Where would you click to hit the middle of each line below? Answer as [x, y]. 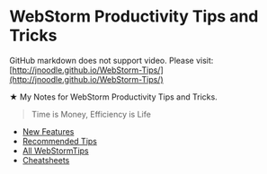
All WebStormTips [55, 151]
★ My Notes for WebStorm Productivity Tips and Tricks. [113, 97]
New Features [48, 131]
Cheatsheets [46, 160]
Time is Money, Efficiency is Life [91, 114]
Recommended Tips [59, 141]
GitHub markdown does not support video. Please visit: [111, 60]
